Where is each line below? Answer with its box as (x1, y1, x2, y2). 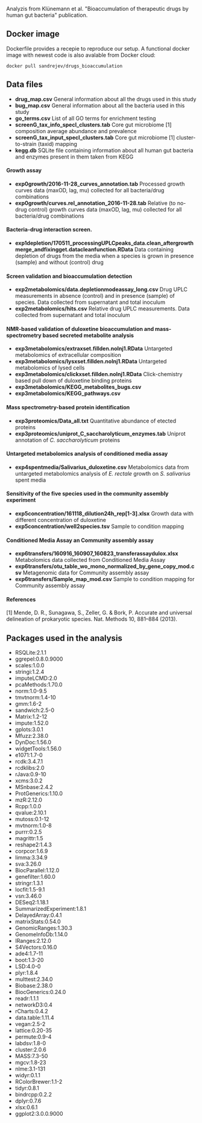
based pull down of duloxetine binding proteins (14, 377, 132, 385)
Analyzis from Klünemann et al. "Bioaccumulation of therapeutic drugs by (6, 5, 189, 12)
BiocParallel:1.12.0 (14, 867, 60, 874)
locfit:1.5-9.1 (14, 886, 45, 893)
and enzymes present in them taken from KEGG (14, 153, 134, 160)
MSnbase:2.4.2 (14, 784, 53, 791)
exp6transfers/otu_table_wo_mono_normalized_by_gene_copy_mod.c (14, 563, 195, 570)
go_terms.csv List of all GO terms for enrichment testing (14, 115, 156, 122)
